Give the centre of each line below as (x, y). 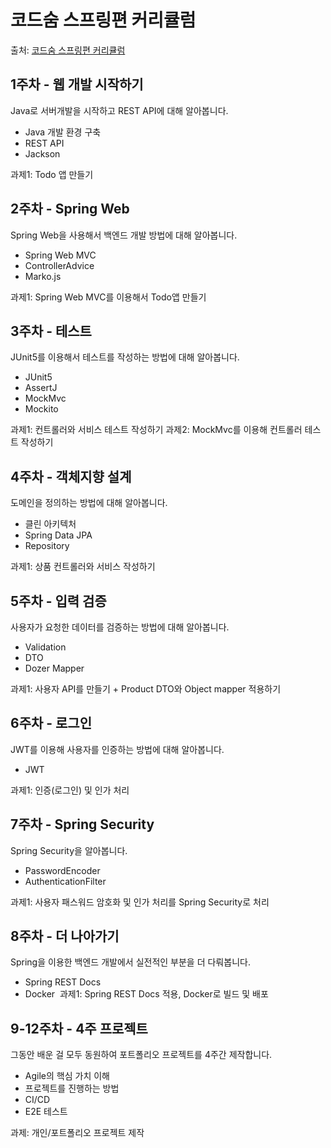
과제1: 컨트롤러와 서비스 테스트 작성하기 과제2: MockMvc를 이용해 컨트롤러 (156, 430)
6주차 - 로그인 (51, 723)
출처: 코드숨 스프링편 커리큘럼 (68, 50)
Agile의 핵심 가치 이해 (67, 1076)
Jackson (42, 153)
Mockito (41, 409)
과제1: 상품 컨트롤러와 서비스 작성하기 (83, 567)
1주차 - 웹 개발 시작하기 (77, 84)
